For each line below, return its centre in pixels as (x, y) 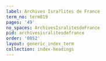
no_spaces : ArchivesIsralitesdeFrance (53, 28)
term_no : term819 (27, 17)
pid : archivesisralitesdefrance (45, 33)
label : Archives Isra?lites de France (53, 11)
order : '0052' (23, 38)
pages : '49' (20, 22)
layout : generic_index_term (40, 44)
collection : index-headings (40, 49)
